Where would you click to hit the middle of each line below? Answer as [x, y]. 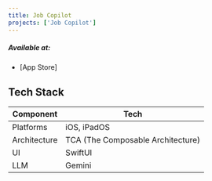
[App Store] [38, 67]
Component [35, 114]
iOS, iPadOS [88, 128]
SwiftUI [79, 153]
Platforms [30, 128]
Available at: [29, 48]
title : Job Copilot [40, 15]
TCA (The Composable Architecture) [133, 140]
